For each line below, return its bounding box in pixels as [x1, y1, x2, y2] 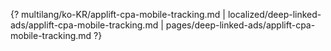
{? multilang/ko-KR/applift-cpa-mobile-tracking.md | [10, 9, 226, 20]
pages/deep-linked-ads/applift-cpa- [165, 19, 316, 31]
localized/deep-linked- [227, 9, 322, 20]
